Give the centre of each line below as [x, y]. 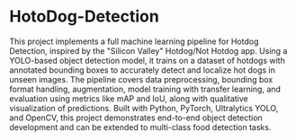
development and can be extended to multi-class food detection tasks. [140, 127]
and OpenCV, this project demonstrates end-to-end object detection [136, 118]
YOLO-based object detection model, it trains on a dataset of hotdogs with [147, 60]
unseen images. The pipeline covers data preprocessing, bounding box [141, 79]
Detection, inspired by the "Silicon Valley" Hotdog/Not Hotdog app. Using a [148, 50]
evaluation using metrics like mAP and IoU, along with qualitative [129, 98]
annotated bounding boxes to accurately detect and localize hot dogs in [143, 70]
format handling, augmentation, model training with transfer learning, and [145, 89]
